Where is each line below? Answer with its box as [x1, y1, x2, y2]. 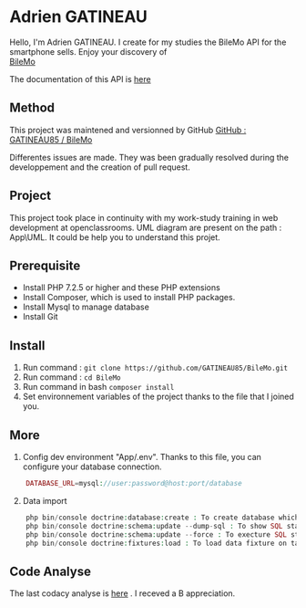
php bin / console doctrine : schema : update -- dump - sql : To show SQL [25, 521, 283, 530]
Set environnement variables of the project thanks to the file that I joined [22, 391, 294, 403]
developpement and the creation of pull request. [9, 162, 191, 173]
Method [9, 100, 56, 116]
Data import [22, 495, 67, 506]
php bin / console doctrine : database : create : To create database [25, 513, 275, 522]
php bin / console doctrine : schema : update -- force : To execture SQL [25, 529, 287, 540]
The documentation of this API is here [9, 73, 152, 84]
